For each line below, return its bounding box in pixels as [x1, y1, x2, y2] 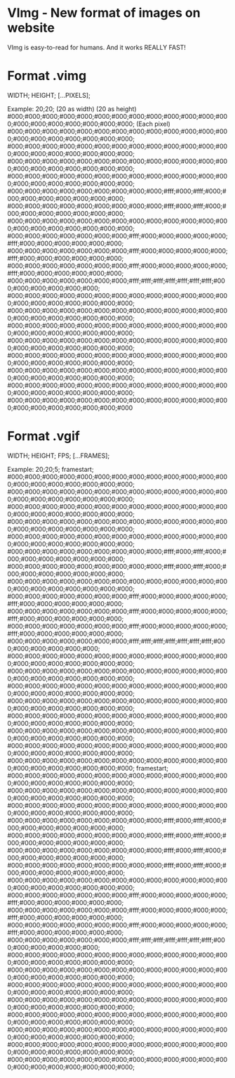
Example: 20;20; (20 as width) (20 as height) [7, 104, 137, 113]
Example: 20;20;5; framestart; [7, 465, 94, 473]
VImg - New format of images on [7, 5, 201, 21]
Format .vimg [7, 68, 87, 84]
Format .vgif [7, 428, 81, 444]
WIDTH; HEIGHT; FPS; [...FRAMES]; [7, 451, 110, 460]
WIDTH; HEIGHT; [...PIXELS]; [7, 91, 91, 99]
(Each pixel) [136, 120, 170, 128]
